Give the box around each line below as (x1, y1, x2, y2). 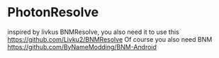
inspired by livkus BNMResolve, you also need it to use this (7, 28, 179, 36)
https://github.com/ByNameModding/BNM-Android (7, 42, 157, 51)
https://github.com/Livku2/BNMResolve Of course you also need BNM (7, 35, 213, 43)
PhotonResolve (7, 4, 99, 21)
